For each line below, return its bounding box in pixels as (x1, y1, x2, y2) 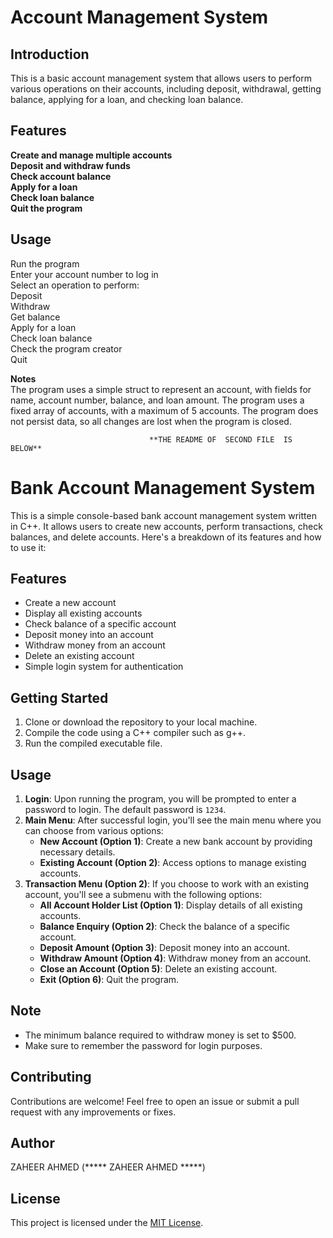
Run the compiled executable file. (24, 737, 163, 750)
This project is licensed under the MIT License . (10, 1217, 204, 1229)
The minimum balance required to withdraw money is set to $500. (24, 1029, 297, 1041)
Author (10, 1135, 55, 1152)
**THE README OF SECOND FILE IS (148, 434, 293, 445)
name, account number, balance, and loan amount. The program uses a (10, 394, 305, 406)
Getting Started (10, 689, 109, 706)
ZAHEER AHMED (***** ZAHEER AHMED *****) (10, 1161, 206, 1173)
